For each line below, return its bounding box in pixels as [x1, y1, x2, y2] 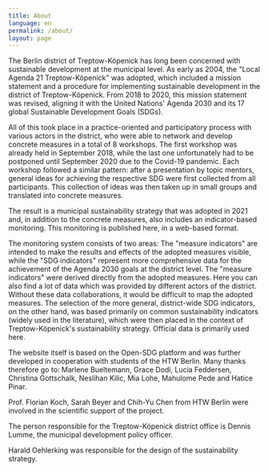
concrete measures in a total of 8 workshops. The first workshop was [8, 139, 238, 149]
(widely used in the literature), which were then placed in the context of [8, 316, 244, 325]
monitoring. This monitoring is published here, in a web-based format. [8, 223, 239, 233]
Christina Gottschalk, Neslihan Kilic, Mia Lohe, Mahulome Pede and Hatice [8, 373, 254, 383]
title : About [8, 11, 52, 20]
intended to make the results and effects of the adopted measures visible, [8, 248, 252, 257]
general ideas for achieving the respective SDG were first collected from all [8, 174, 256, 183]
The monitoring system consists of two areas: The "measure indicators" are [8, 239, 258, 248]
